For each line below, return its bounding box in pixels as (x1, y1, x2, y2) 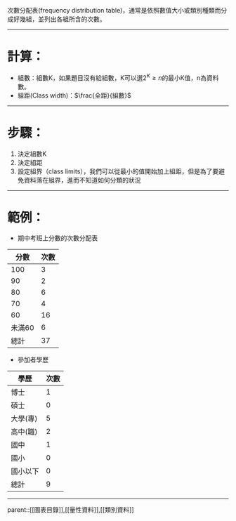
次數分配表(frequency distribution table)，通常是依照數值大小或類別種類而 (7, 6, 221, 14)
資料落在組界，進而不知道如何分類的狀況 (23, 176, 141, 184)
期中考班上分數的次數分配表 (17, 234, 98, 242)
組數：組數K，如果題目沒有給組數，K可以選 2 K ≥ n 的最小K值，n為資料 (17, 72, 219, 82)
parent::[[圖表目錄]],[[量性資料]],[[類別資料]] (7, 506, 135, 514)
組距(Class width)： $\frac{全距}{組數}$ (17, 91, 131, 100)
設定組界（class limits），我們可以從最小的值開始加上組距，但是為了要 (17, 167, 219, 176)
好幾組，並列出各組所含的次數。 (13, 15, 106, 23)
